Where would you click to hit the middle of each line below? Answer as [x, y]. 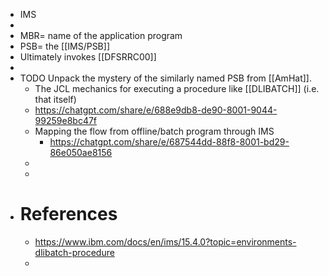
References [68, 214]
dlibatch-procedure [74, 252]
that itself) [55, 99]
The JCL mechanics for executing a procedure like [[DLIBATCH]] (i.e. [177, 88]
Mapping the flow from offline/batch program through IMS [154, 131]
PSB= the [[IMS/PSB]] [64, 46]
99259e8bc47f [66, 120]
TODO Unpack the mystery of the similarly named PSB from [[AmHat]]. [165, 78]
